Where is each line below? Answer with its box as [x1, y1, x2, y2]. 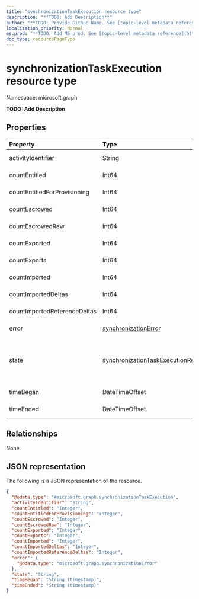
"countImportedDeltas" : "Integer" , [11, 544, 99, 550]
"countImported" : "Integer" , [11, 539, 84, 544]
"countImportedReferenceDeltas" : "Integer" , [11, 549, 123, 555]
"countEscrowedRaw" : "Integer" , [11, 522, 92, 528]
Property [9, 140, 35, 148]
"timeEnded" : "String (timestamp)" [11, 582, 99, 588]
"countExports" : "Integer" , [11, 533, 81, 539]
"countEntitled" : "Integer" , [11, 505, 84, 511]
